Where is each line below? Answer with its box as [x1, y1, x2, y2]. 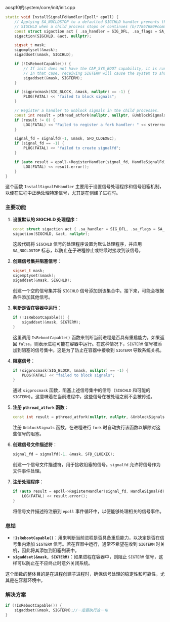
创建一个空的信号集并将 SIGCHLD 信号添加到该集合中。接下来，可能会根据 [12, 288, 164, 294]
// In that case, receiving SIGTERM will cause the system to [23, 71, 157, 76]
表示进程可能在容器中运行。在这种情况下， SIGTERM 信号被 [38, 340, 158, 347]
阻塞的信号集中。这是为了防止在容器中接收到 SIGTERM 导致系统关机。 [21, 347, 164, 353]
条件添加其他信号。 [12, 294, 53, 300]
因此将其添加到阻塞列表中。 [21, 547, 79, 553]
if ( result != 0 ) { [14, 117, 56, 123]
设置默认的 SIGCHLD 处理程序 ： [12, 216, 79, 222]
